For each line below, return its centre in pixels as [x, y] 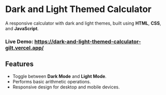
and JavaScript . [22, 28]
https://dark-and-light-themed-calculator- [88, 41]
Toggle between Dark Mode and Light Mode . [59, 76]
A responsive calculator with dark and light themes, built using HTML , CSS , [83, 23]
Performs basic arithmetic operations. [52, 81]
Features [19, 64]
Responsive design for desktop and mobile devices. [66, 87]
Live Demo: [19, 41]
